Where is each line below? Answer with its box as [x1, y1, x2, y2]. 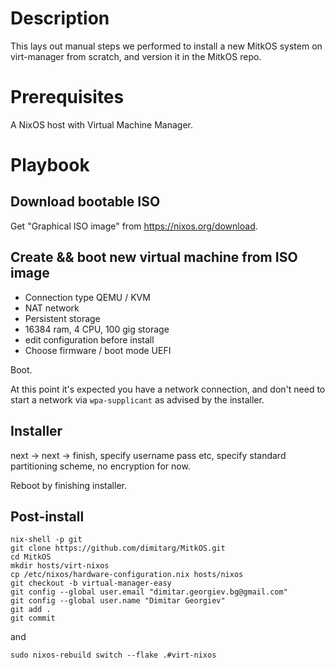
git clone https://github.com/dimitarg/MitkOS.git [10, 543, 226, 554]
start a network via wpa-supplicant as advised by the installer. [10, 393, 265, 406]
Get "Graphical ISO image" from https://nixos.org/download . [10, 220, 258, 232]
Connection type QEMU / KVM [24, 291, 151, 303]
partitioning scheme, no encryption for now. [10, 460, 191, 472]
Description [10, 7, 110, 30]
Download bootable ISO [10, 193, 161, 211]
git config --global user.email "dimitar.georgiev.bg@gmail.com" [10, 587, 288, 597]
